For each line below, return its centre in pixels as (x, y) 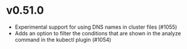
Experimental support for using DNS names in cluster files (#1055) (96, 27)
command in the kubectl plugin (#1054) (63, 39)
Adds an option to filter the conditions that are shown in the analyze (98, 33)
